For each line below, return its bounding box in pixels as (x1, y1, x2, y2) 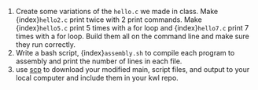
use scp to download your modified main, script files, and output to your (15, 65, 250, 74)
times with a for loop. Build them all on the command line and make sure (15, 31, 249, 41)
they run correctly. (15, 40, 76, 49)
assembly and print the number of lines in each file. (15, 56, 182, 66)
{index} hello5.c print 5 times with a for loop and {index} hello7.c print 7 (15, 23, 249, 32)
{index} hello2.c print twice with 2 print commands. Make (15, 15, 202, 24)
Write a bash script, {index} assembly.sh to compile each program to (15, 49, 235, 57)
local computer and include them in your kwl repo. (15, 74, 179, 82)
